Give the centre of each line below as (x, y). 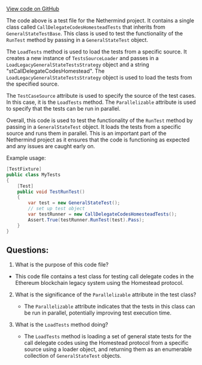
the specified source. (33, 84)
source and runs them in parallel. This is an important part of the (86, 133)
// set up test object (57, 209)
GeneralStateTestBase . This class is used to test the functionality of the (95, 33)
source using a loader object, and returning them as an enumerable (108, 349)
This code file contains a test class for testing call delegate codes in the (104, 276)
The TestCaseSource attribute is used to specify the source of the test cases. (101, 96)
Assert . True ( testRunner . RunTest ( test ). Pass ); (86, 220)
